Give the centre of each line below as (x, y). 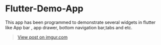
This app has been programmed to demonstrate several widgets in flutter (80, 22)
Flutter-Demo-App (44, 9)
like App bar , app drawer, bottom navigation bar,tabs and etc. (69, 27)
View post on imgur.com (42, 37)
